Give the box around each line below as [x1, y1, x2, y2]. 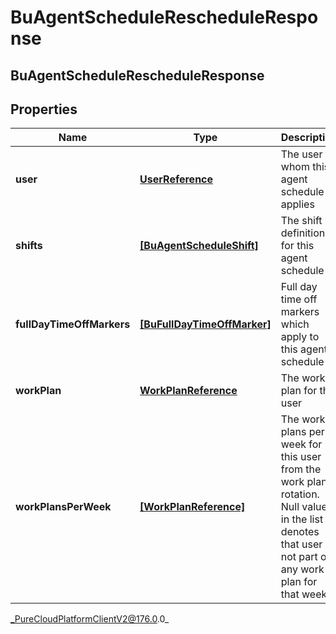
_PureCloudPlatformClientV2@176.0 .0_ [10, 613, 170, 625]
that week [280, 587, 328, 601]
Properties [10, 101, 78, 118]
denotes [280, 525, 320, 539]
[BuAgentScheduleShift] [139, 239, 259, 253]
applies [280, 197, 315, 211]
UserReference [139, 172, 214, 186]
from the [280, 462, 322, 476]
